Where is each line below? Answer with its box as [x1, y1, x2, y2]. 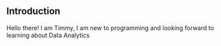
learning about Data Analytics [6, 31, 90, 39]
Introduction [6, 5, 61, 17]
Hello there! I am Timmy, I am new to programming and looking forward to [6, 23, 215, 32]
